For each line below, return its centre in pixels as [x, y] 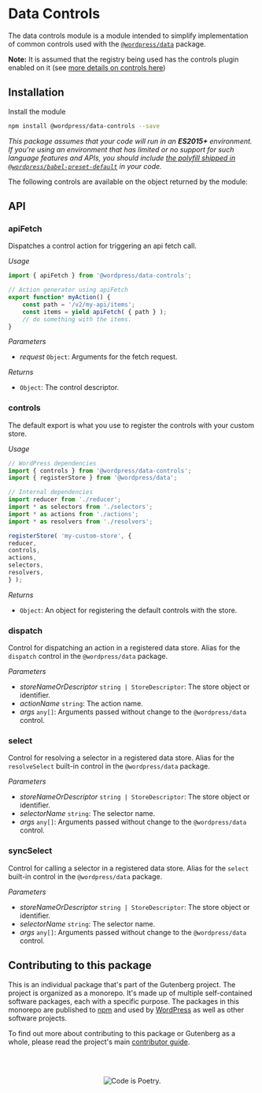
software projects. [38, 1018]
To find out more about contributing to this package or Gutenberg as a [122, 1033]
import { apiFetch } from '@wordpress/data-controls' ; [100, 276]
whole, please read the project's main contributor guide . [99, 1042]
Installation [36, 93]
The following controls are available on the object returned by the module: [128, 182]
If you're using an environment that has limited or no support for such [121, 149]
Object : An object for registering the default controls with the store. [128, 610]
